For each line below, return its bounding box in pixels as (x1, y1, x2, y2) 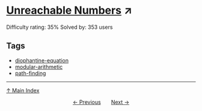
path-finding (14, 70, 46, 77)
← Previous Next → (72, 98, 130, 106)
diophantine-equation (14, 56, 69, 64)
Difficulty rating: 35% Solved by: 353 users (6, 23, 113, 31)
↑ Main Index (6, 86, 40, 94)
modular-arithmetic (14, 63, 63, 70)
